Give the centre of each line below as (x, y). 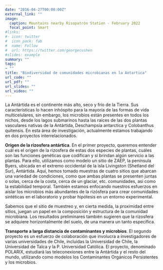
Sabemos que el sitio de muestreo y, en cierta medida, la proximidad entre (80, 206)
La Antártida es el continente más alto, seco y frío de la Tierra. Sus (72, 105)
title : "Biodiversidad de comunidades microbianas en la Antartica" (76, 73)
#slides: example (23, 55)
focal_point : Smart (29, 28)
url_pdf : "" (17, 82)
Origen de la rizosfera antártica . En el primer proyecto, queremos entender (81, 145)
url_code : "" (18, 77)
